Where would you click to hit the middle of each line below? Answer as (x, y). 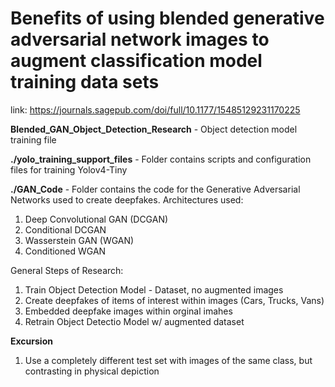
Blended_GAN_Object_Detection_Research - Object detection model (154, 129)
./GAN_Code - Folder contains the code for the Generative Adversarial (155, 189)
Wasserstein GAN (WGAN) (79, 240)
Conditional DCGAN (65, 229)
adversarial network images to (140, 39)
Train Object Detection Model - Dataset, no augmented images (154, 289)
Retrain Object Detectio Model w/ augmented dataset (134, 321)
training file (33, 139)
